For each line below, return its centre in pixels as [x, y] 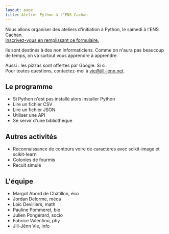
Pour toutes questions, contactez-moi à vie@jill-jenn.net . [65, 71]
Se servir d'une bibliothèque [42, 121]
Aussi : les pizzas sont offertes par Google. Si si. [56, 65]
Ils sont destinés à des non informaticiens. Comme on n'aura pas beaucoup [85, 50]
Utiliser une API [29, 115]
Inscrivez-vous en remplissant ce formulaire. [52, 40]
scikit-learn [25, 154]
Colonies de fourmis [34, 160]
